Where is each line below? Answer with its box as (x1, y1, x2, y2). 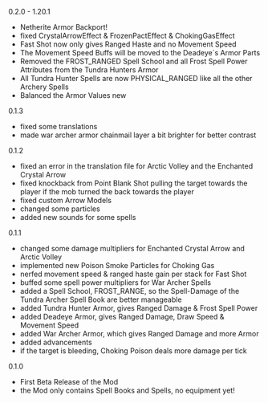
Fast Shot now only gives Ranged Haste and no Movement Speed (19, 39, 237, 49)
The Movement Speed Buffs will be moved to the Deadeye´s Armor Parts (19, 48, 261, 57)
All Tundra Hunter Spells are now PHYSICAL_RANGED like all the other (19, 74, 253, 83)
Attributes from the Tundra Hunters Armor (19, 65, 159, 75)
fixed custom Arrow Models (19, 196, 112, 205)
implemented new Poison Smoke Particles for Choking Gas (19, 261, 215, 270)
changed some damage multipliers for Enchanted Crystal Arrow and (19, 244, 245, 253)
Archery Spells (19, 82, 70, 92)
